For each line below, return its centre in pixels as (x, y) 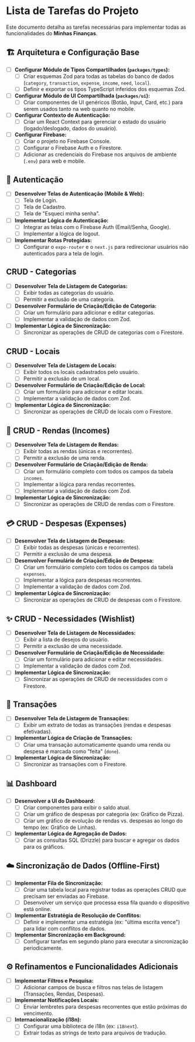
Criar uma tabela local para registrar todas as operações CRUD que (105, 889)
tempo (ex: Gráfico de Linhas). (60, 827)
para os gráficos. (44, 847)
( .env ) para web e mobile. (54, 161)
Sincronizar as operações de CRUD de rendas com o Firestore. (99, 504)
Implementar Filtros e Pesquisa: (54, 980)
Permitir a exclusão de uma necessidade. (73, 646)
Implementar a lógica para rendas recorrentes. (79, 484)
